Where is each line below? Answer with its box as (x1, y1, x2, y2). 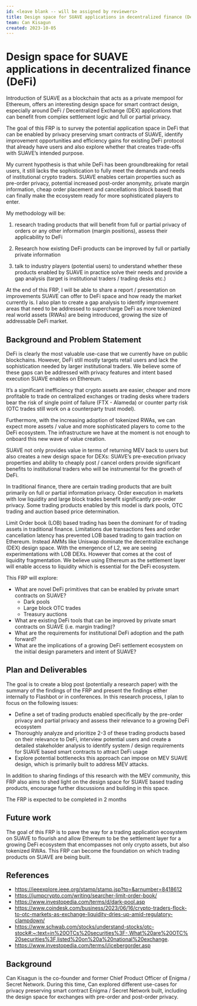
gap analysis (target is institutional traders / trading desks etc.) (14, 275, 166, 282)
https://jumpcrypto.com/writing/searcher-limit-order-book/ (14, 892, 157, 899)
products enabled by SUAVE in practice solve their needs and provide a (14, 269, 188, 276)
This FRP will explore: (6, 575, 58, 581)
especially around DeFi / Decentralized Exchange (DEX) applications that (6, 107, 182, 114)
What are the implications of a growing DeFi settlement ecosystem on (14, 642, 183, 649)
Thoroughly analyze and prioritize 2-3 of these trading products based (14, 729, 186, 737)
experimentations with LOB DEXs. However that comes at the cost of (6, 551, 172, 558)
